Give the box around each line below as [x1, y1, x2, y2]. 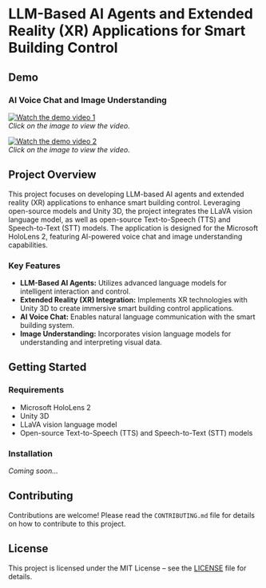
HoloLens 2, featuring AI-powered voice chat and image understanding [8, 231, 243, 241]
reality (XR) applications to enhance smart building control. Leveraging [8, 197, 241, 207]
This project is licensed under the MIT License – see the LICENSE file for [8, 563, 247, 573]
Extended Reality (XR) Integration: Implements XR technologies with [19, 294, 248, 304]
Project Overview [8, 168, 97, 182]
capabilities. [8, 240, 48, 250]
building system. [19, 320, 74, 330]
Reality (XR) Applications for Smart [8, 22, 246, 40]
